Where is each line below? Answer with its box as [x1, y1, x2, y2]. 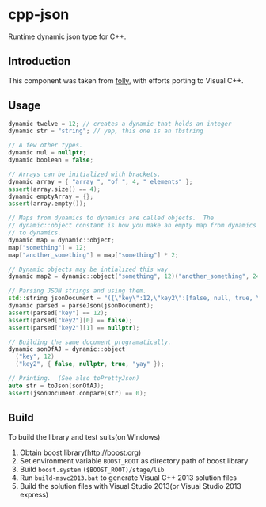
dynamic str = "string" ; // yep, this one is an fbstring [8, 127, 203, 135]
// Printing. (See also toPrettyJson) [8, 375, 140, 383]
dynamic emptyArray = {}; [8, 193, 93, 200]
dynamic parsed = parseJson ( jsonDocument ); [8, 302, 154, 310]
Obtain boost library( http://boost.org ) [19, 448, 142, 457]
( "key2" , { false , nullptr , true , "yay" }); [15, 360, 165, 368]
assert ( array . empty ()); [8, 200, 87, 208]
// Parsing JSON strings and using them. [8, 287, 147, 295]
